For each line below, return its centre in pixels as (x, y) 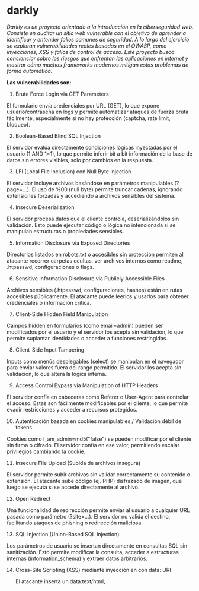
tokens (23, 427)
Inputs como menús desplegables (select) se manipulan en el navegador (95, 361)
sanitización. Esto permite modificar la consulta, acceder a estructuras (93, 552)
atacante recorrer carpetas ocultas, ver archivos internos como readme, (95, 260)
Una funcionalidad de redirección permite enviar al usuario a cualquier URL (98, 510)
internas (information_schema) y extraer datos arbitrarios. (77, 558)
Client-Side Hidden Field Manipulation (62, 314)
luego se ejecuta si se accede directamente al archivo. (73, 487)
